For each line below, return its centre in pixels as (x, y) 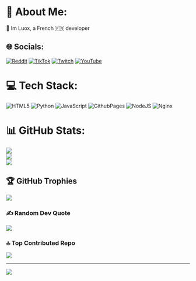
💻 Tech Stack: (42, 86)
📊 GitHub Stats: (46, 130)
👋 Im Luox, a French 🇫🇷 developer (48, 28)
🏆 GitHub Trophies (42, 181)
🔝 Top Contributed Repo (41, 243)
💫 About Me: (37, 12)
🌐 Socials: (25, 47)
